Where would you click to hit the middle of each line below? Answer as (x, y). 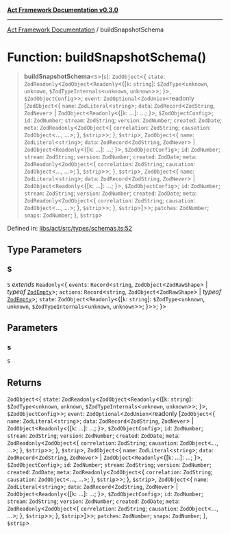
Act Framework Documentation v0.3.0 (63, 10)
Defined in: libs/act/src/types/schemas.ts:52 (70, 228)
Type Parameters (44, 250)
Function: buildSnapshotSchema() (107, 57)
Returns (25, 383)
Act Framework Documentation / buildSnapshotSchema (86, 30)
